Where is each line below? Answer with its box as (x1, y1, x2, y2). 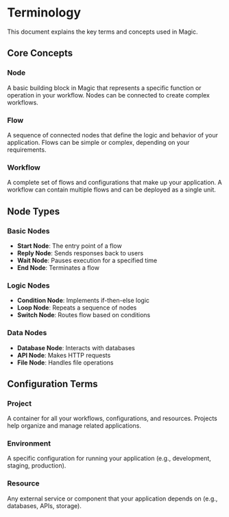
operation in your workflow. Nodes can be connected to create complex (7, 91, 210, 99)
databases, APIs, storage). (7, 501, 82, 509)
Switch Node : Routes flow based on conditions (16, 311, 151, 319)
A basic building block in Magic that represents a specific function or (7, 84, 202, 92)
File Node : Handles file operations (16, 358, 114, 367)
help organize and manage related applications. (7, 422, 142, 430)
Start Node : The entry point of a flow (16, 242, 122, 250)
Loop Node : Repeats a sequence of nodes (16, 303, 137, 312)
